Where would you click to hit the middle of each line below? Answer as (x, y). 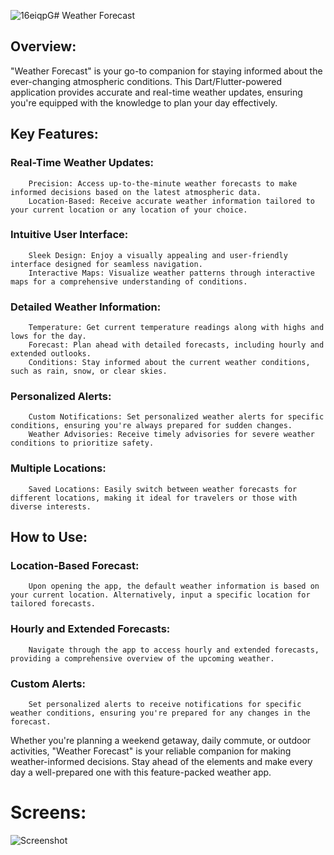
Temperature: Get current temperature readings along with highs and (176, 328)
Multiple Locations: (58, 468)
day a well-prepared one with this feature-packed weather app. (141, 772)
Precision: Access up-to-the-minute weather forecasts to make (163, 183)
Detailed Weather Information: (86, 307)
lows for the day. (48, 336)
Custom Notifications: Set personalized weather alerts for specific (176, 417)
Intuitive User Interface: (69, 235)
